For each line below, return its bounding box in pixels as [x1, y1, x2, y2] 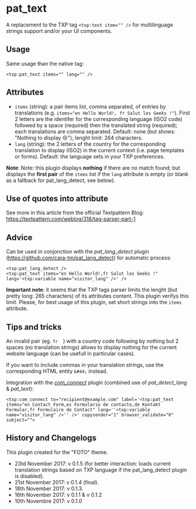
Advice [6, 232, 33, 242]
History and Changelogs [6, 433, 97, 443]
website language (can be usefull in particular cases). [6, 350, 136, 357]
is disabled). [14, 472, 44, 480]
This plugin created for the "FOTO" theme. [6, 449, 108, 456]
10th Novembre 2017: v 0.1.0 [14, 497, 82, 504]
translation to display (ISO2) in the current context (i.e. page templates [14, 146, 184, 154]
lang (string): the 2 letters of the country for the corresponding [14, 140, 166, 147]
